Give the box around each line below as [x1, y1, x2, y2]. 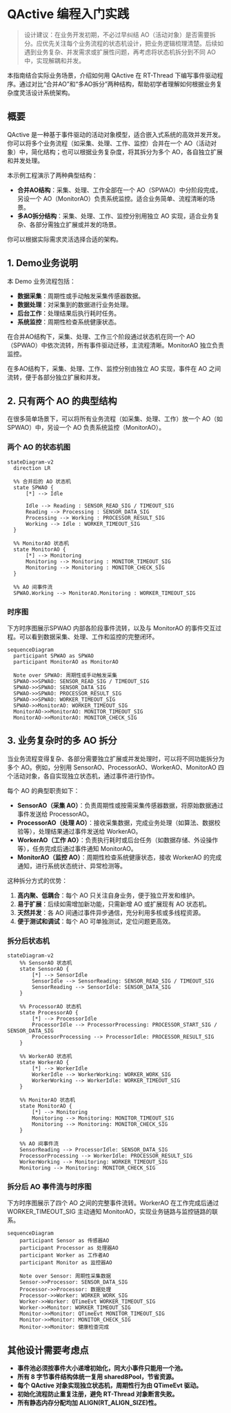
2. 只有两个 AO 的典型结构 [7, 395, 117, 407]
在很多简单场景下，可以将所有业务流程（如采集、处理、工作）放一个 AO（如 [7, 414, 223, 423]
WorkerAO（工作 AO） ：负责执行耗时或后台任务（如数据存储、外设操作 [17, 835, 219, 844]
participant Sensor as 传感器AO [19, 1237, 110, 1244]
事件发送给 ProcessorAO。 [17, 810, 93, 818]
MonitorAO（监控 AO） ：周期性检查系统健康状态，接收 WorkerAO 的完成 [17, 853, 222, 862]
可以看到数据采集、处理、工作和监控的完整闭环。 [19, 632, 159, 641]
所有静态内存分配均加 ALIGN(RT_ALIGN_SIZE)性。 [17, 1398, 161, 1407]
